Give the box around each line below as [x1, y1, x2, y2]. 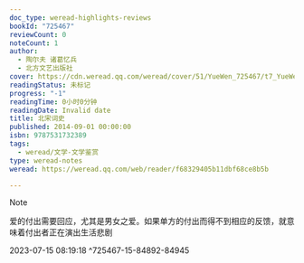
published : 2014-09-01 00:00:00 [9, 123, 131, 132]
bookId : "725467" [9, 22, 75, 31]
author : [9, 47, 39, 56]
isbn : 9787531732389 [9, 131, 88, 140]
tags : [9, 139, 30, 148]
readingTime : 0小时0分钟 [9, 97, 98, 107]
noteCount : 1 [9, 38, 59, 48]
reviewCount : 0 [9, 30, 67, 39]
